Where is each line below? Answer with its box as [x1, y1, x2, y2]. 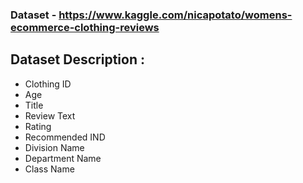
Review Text [24, 109, 76, 122]
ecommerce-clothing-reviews [10, 20, 160, 34]
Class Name [24, 163, 75, 175]
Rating [24, 120, 52, 132]
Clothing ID [24, 78, 72, 90]
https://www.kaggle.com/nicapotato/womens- [58, 8, 293, 22]
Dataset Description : [10, 51, 145, 68]
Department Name [24, 152, 102, 164]
